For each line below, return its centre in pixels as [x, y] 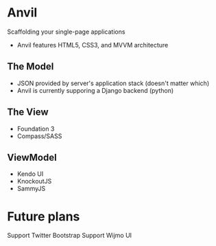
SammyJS [31, 189]
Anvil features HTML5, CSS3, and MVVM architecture [93, 45]
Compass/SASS [39, 136]
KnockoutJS [34, 181]
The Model [31, 67]
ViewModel [32, 157]
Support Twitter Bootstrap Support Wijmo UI [70, 236]
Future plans [44, 216]
